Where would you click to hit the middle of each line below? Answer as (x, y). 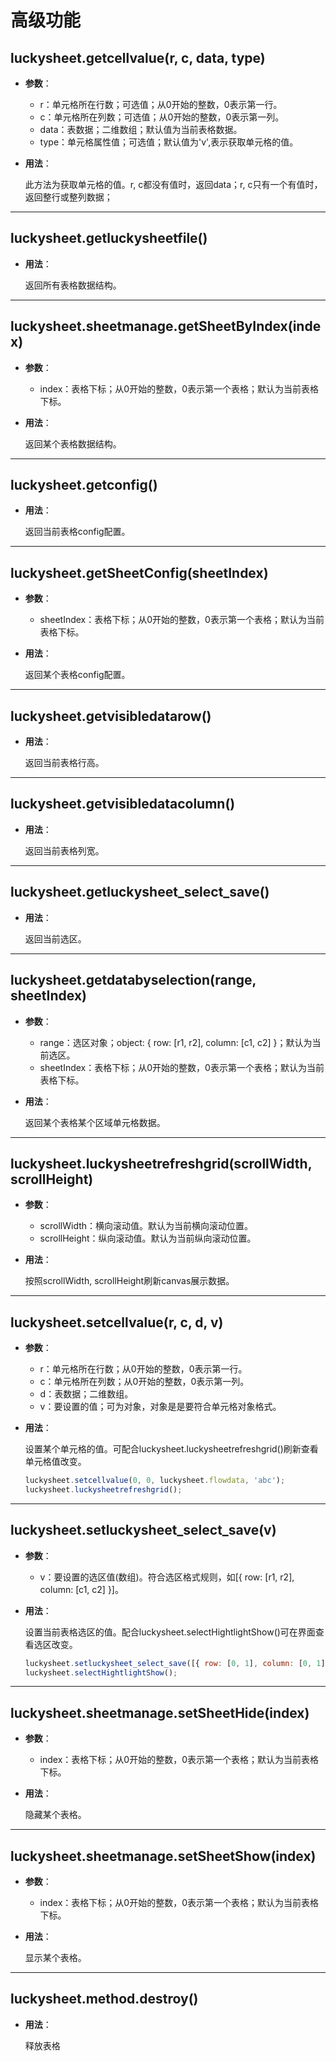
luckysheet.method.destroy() (104, 1999)
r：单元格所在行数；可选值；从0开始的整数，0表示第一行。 (161, 104)
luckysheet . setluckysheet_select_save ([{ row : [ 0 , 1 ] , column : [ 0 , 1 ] (175, 1663)
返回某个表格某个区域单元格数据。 (95, 1122)
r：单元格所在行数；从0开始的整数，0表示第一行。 (143, 1369)
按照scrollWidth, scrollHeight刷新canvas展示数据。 (129, 1281)
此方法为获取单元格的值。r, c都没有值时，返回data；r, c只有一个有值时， (173, 184)
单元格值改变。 (55, 1462)
